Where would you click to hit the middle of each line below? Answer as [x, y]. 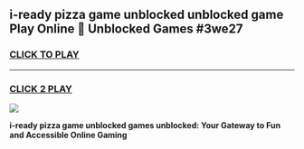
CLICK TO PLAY [44, 55]
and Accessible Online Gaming [68, 135]
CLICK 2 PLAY [41, 88]
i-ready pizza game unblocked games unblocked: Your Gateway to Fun [145, 125]
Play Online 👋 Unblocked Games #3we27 [126, 29]
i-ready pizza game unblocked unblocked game [147, 15]
